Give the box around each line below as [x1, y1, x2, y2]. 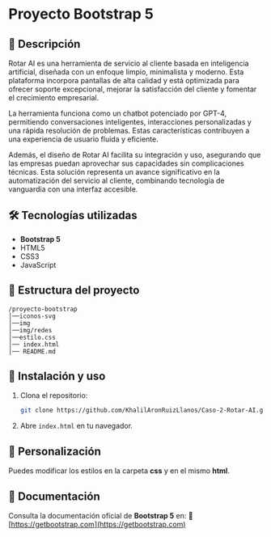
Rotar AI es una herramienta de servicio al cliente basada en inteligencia [8, 58, 249, 68]
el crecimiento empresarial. [8, 93, 100, 102]
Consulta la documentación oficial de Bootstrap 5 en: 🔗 [8, 510, 193, 520]
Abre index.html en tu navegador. [19, 421, 133, 431]
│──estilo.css [8, 333, 57, 341]
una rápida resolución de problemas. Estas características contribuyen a [8, 126, 250, 135]
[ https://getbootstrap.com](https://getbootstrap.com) [8, 519, 186, 529]
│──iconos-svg [8, 312, 57, 320]
